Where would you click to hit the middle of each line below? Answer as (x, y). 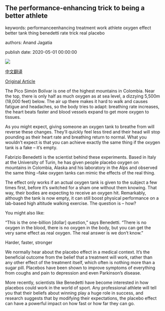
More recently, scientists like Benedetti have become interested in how (77, 282)
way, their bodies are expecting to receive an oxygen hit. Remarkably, (76, 193)
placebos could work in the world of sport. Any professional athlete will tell (81, 287)
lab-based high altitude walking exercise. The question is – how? (71, 203)
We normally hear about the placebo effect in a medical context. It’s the (78, 252)
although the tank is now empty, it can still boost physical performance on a (82, 198)
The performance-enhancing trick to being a (75, 8)
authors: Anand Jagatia (29, 42)
